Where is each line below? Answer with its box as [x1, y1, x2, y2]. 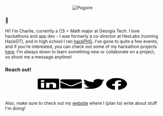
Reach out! [5, 66, 32, 73]
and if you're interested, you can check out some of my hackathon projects [5, 44, 157, 49]
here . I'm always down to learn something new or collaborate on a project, [5, 49, 156, 55]
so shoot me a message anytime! [5, 54, 72, 60]
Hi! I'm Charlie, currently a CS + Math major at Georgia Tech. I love [5, 28, 140, 34]
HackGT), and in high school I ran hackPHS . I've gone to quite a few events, [5, 39, 158, 45]
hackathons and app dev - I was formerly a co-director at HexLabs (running [5, 33, 159, 39]
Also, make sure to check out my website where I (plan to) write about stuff [5, 100, 157, 106]
